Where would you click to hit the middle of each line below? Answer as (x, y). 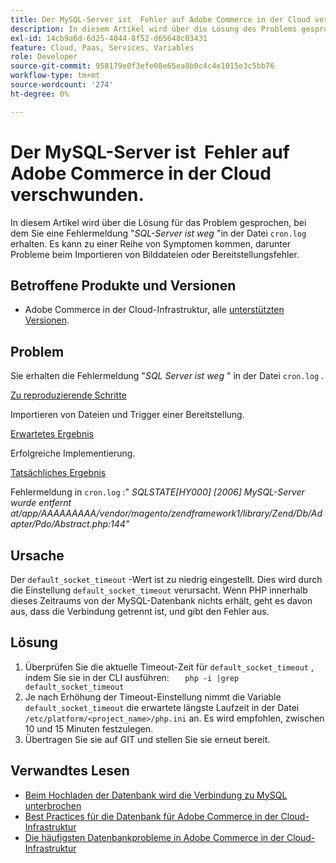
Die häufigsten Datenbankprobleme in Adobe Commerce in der (154, 837)
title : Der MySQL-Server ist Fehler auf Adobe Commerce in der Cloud (160, 19)
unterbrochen (53, 805)
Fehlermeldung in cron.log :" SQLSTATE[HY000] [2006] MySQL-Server (157, 492)
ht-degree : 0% (40, 94)
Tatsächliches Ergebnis (58, 473)
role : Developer (44, 57)
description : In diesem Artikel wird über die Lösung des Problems (154, 29)
